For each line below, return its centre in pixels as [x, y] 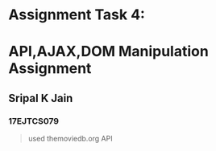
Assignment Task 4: [77, 15]
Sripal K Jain [41, 98]
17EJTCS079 [33, 120]
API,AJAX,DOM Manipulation [109, 52]
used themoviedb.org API [70, 139]
